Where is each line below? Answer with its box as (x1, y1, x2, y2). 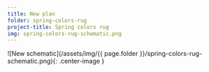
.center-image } (59, 57, 105, 66)
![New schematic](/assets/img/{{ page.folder (7, 49, 138, 58)
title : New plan (7, 10, 55, 18)
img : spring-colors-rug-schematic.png (7, 30, 122, 37)
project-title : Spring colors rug (7, 23, 110, 30)
